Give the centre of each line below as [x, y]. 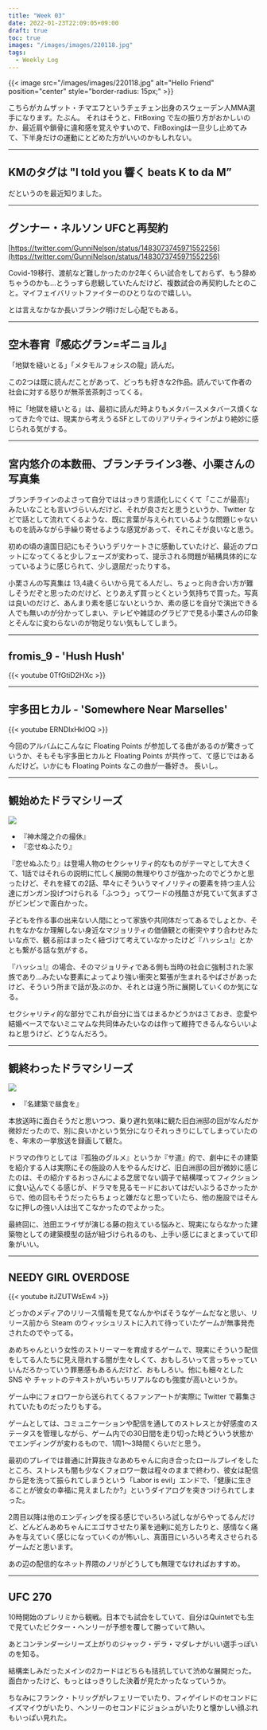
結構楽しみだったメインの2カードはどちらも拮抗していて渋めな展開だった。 [132, 1671]
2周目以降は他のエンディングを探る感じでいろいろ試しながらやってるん [125, 1517]
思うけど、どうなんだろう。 [67, 1033]
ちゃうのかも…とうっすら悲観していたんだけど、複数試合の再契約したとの [129, 283]
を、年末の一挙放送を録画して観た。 [68, 1141]
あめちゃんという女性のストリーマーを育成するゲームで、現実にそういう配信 [133, 1350]
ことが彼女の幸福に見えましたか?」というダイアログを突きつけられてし [132, 1490]
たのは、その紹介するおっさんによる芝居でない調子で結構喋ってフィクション [133, 1178]
